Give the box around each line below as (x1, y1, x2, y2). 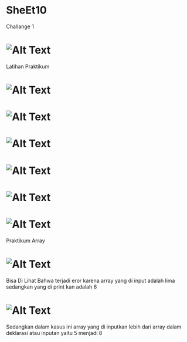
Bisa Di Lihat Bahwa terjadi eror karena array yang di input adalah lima (6, 277, 175, 284)
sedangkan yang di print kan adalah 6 (6, 283, 97, 290)
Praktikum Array (6, 237, 45, 244)
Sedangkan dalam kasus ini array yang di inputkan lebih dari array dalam (6, 323, 182, 330)
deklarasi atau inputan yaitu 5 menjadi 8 (6, 329, 103, 336)
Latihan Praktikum (6, 63, 50, 70)
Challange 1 (6, 23, 34, 30)
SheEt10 (6, 4, 47, 17)
